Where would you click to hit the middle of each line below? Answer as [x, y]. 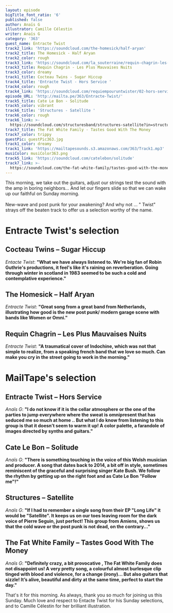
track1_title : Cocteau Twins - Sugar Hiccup [54, 77]
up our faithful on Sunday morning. [42, 193]
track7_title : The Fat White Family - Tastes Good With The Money [78, 130]
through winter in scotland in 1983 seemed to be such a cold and [76, 273]
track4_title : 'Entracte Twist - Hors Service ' [58, 82]
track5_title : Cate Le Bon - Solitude [47, 101]
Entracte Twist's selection [62, 231]
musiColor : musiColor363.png [37, 154]
